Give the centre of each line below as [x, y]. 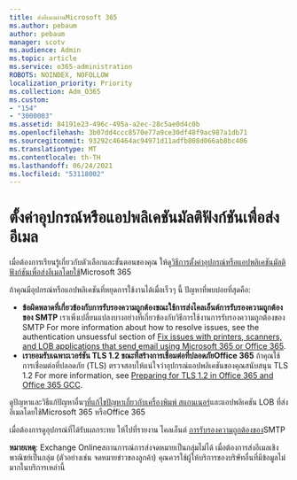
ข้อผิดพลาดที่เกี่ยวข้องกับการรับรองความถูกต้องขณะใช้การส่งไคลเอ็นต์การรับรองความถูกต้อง [152, 307]
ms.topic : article [43, 58]
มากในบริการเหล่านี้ [37, 468]
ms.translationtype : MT [53, 149]
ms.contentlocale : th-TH [55, 157]
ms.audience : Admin [45, 50]
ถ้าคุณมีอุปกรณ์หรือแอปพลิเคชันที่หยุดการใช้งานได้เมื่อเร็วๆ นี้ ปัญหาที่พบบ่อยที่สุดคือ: [130, 290]
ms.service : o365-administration [71, 67]
